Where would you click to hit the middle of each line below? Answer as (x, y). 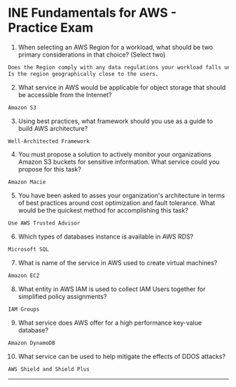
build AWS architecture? (53, 128)
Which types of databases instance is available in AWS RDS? (106, 237)
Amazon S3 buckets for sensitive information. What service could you (119, 162)
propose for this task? (49, 169)
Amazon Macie (27, 182)
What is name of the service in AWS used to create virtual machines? (118, 263)
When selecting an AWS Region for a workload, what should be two (115, 47)
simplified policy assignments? (62, 296)
